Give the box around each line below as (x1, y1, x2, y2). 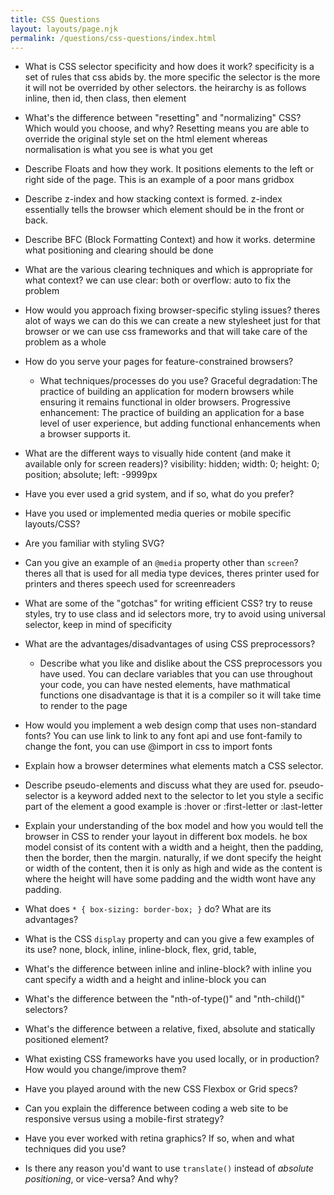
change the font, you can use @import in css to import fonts (24, 741, 273, 753)
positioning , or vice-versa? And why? (24, 1173, 179, 1185)
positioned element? (24, 1034, 110, 1046)
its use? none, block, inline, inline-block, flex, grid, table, (24, 944, 257, 956)
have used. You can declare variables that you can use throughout (39, 668, 313, 680)
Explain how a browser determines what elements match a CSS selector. (24, 760, 324, 772)
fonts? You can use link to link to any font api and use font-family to (24, 730, 303, 742)
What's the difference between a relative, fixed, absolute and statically (24, 1023, 316, 1035)
